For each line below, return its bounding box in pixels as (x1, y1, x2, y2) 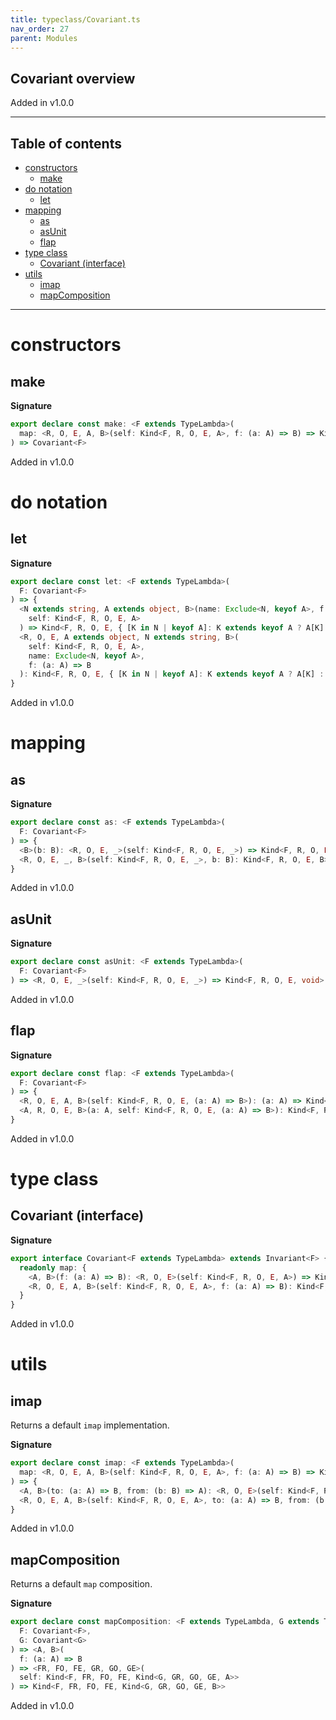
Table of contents (10, 135, 122, 152)
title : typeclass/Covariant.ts (10, 14, 141, 25)
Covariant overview (10, 70, 136, 87)
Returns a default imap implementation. (10, 1419, 170, 1431)
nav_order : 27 (10, 24, 70, 34)
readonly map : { (19, 1262, 87, 1273)
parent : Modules (10, 33, 78, 43)
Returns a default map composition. (10, 1578, 153, 1590)
